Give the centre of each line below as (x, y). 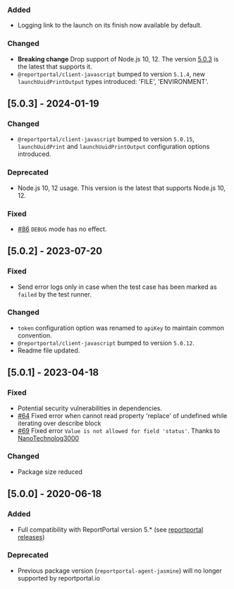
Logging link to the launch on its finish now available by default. (110, 25)
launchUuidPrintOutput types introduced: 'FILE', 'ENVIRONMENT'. (113, 81)
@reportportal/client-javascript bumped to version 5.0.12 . (106, 343)
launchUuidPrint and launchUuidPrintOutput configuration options (113, 147)
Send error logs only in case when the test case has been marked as (117, 287)
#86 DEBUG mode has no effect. (62, 229)
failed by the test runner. (54, 294)
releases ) (31, 537)
